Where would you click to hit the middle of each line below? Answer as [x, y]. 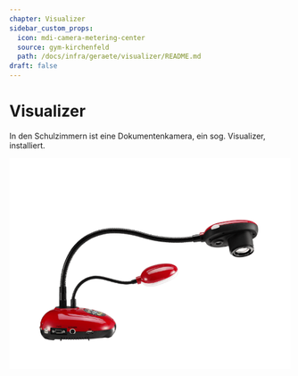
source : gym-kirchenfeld [63, 47]
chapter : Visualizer [48, 19]
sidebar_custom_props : [51, 28]
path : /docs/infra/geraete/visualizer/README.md [109, 57]
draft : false [33, 66]
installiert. [27, 145]
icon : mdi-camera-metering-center [81, 38]
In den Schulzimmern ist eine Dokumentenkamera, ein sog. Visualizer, [137, 136]
